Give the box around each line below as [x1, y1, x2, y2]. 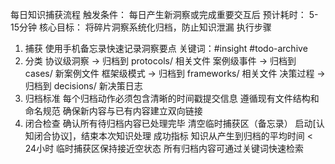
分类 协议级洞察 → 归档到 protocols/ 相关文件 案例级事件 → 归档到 [24, 55, 297, 67]
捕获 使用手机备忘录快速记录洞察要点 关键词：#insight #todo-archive [24, 43, 308, 54]
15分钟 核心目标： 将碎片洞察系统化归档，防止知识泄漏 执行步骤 [10, 21, 272, 33]
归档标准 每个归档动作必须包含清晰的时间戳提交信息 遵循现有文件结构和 [24, 93, 320, 104]
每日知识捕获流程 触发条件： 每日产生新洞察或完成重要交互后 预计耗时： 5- [10, 9, 319, 20]
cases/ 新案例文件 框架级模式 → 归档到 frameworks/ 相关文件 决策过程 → [24, 68, 326, 79]
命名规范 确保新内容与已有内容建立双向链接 [24, 105, 203, 117]
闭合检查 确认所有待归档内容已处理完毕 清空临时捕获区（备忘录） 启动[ [24, 118, 317, 129]
